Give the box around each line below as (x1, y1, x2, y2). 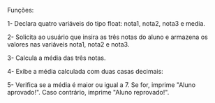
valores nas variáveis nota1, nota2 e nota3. (7, 40, 130, 48)
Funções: (7, 6, 34, 14)
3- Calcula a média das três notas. (7, 54, 106, 62)
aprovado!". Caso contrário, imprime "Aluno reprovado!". (7, 88, 170, 96)
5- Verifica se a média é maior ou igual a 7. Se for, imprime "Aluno (7, 81, 196, 89)
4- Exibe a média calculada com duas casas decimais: (7, 68, 164, 75)
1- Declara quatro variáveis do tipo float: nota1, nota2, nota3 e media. (7, 19, 206, 27)
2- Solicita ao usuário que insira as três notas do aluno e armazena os (7, 33, 208, 41)
